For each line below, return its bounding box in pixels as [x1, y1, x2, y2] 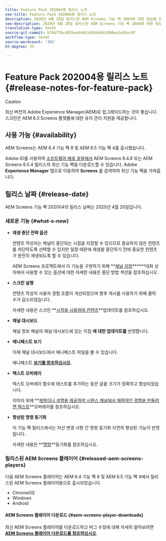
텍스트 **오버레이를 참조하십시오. [17, 404, 81, 410]
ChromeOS [12, 489, 35, 495]
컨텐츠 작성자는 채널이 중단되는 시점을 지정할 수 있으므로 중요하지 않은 [12, 240, 147, 246]
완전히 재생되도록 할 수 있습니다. [17, 253, 80, 259]
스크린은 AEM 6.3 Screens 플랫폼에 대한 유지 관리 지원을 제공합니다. [5, 115, 138, 121]
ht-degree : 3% [5, 44, 35, 49]
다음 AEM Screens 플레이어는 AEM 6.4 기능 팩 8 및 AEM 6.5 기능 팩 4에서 [5, 474, 150, 480]
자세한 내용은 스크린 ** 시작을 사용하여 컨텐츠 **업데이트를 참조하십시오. [12, 307, 149, 313]
